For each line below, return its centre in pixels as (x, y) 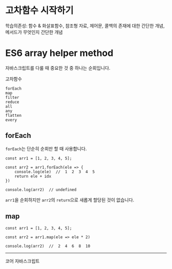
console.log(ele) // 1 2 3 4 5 (55, 172)
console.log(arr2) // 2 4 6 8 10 (48, 246)
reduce (12, 102)
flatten (14, 115)
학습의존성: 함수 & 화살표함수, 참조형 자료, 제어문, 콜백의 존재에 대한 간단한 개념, (85, 26)
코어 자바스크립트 (23, 261)
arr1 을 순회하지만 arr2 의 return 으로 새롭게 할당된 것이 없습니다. (70, 200)
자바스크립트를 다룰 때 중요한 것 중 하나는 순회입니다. (58, 68)
